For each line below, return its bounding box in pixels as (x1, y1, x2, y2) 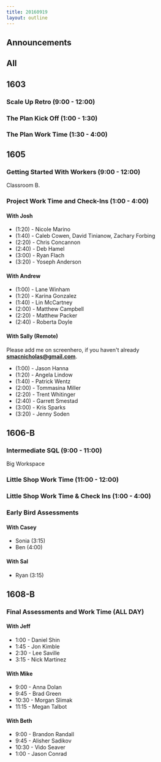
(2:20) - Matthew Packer (15, 312, 78, 319)
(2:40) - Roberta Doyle (15, 318, 73, 326)
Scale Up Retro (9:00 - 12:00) (6, 97, 95, 106)
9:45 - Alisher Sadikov (15, 737, 72, 745)
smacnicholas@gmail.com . (6, 352, 78, 360)
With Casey (6, 524, 37, 531)
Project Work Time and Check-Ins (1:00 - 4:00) (6, 197, 149, 205)
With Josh (6, 212, 33, 219)
